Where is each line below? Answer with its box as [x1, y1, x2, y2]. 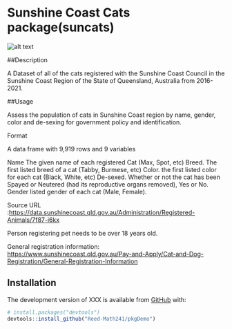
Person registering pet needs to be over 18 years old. [7, 229, 158, 237]
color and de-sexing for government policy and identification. [7, 117, 182, 126]
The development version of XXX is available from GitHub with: [7, 295, 186, 303]
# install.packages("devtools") [7, 309, 100, 316]
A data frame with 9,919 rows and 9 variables [7, 144, 136, 153]
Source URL [7, 200, 41, 209]
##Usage [7, 97, 34, 105]
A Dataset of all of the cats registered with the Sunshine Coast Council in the [7, 69, 225, 77]
